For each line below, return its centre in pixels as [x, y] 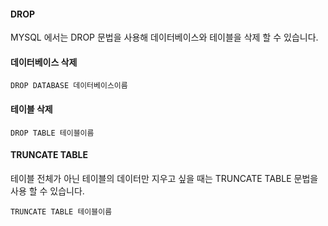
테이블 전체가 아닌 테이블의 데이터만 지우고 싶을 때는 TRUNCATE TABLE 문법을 [164, 178]
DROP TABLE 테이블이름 [52, 133]
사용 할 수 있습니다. [47, 191]
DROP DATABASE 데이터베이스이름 [69, 86]
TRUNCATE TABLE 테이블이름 [61, 211]
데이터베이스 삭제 [44, 62]
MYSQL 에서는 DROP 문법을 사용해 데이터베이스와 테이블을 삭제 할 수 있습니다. [164, 37]
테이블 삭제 [31, 109]
